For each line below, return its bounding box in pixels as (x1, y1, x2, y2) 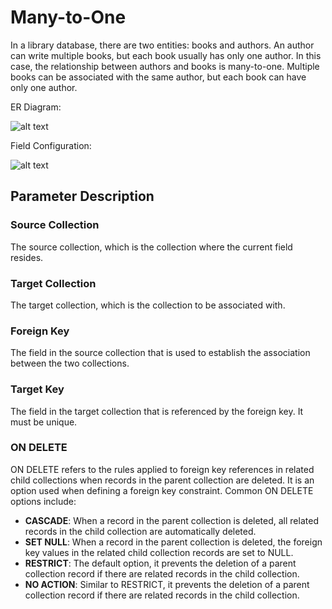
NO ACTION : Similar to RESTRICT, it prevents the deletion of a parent (24, 578, 310, 590)
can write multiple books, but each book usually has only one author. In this (10, 49, 322, 61)
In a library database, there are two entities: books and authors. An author (10, 39, 315, 51)
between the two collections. (10, 357, 130, 370)
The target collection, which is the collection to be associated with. (10, 299, 286, 311)
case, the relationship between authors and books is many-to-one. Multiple (10, 60, 320, 72)
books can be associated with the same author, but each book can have (10, 71, 307, 83)
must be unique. (10, 416, 78, 428)
